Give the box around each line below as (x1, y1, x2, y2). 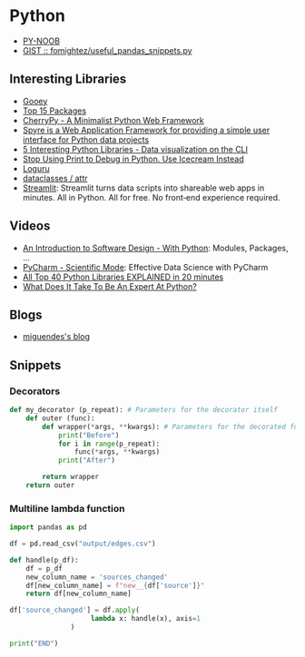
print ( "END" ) (9, 639, 59, 648)
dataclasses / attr (22, 172, 88, 183)
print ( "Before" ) (57, 430, 120, 440)
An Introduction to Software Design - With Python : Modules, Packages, (22, 242, 289, 253)
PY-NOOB (22, 35, 61, 46)
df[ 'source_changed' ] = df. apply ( (9, 605, 141, 615)
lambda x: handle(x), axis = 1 (90, 614, 202, 623)
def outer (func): (25, 414, 95, 423)
